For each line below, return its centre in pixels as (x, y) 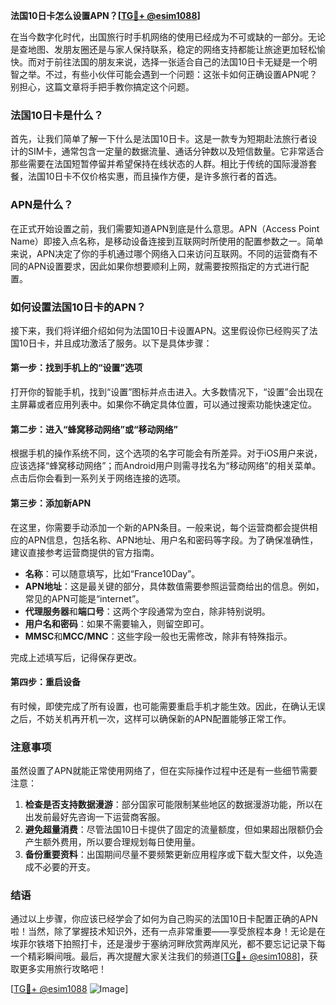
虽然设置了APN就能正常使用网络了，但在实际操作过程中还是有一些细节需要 (164, 770)
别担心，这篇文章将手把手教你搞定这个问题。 (102, 87)
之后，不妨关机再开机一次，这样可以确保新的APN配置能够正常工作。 (151, 718)
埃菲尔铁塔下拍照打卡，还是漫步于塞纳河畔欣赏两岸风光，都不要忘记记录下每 (168, 944)
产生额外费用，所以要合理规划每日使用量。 (112, 842)
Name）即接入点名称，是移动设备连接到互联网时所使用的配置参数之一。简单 (167, 241)
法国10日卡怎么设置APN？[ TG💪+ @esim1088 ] (105, 15)
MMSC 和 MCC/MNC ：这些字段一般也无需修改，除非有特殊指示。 (158, 636)
